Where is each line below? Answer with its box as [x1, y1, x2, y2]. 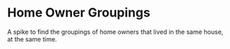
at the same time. [7, 35, 57, 43]
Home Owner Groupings [7, 5, 150, 21]
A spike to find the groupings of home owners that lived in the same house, [7, 28, 224, 36]
